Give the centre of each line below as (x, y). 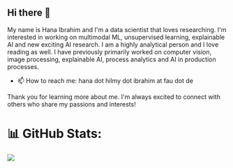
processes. (23, 66)
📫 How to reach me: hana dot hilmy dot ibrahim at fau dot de (105, 80)
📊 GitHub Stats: (55, 134)
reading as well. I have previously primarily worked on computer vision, (110, 52)
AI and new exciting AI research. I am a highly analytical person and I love (113, 44)
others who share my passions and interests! (72, 104)
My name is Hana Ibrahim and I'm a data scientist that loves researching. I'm (117, 29)
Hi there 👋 (29, 13)
